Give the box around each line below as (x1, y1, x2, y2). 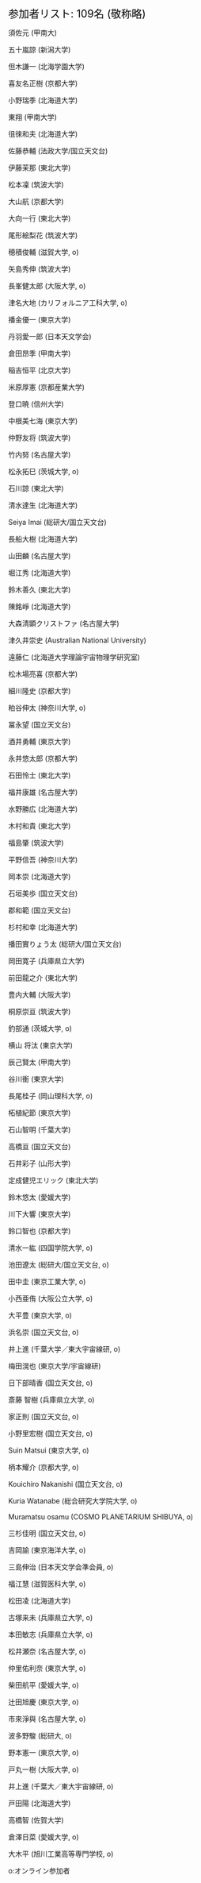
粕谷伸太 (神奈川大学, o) (8, 703, 86, 712)
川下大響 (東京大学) (8, 1210, 71, 1218)
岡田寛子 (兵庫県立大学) (8, 956, 85, 966)
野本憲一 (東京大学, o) (8, 1748, 79, 1757)
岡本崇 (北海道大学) (8, 872, 71, 881)
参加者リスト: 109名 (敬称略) (8, 7, 146, 21)
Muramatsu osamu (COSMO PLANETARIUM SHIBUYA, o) (8, 1512, 194, 1522)
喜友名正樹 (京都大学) (8, 79, 78, 88)
